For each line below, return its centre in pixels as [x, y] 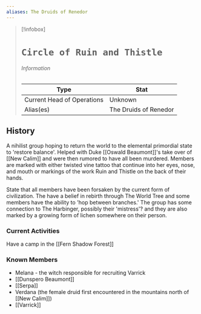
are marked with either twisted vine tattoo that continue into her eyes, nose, [100, 165]
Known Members [32, 260]
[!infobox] [33, 29]
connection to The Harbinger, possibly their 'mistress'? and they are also [97, 209]
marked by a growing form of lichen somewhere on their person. [87, 215]
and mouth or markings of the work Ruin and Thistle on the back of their [96, 171]
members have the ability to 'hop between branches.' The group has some [99, 202]
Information [36, 68]
